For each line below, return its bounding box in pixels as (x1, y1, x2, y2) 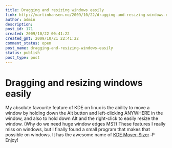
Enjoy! (5, 137, 19, 143)
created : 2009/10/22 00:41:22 (5, 31, 70, 36)
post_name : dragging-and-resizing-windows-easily (5, 45, 114, 51)
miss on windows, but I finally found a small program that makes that (5, 126, 150, 133)
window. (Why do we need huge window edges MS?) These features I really (5, 121, 166, 127)
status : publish (5, 50, 40, 55)
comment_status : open (5, 41, 52, 46)
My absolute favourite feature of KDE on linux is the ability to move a (5, 105, 150, 111)
